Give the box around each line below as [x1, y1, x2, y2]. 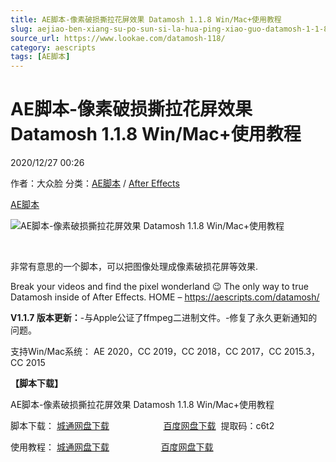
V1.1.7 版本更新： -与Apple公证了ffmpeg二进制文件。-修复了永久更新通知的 [10, 312, 318, 324]
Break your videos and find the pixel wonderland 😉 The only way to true [10, 281, 309, 293]
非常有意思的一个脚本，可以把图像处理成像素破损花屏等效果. [10, 261, 259, 273]
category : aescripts [10, 42, 97, 53]
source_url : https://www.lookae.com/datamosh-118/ [10, 33, 226, 43]
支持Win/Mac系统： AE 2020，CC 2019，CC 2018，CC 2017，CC [10, 346, 282, 358]
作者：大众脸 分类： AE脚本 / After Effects [10, 177, 180, 190]
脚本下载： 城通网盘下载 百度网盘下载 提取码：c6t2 [10, 420, 275, 432]
